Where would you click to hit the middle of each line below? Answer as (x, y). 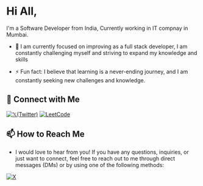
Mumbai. (17, 34)
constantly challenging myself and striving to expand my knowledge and (106, 52)
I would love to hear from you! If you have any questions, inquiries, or (102, 152)
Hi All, (22, 11)
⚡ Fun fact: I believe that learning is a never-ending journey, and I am (101, 71)
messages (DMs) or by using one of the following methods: (90, 165)
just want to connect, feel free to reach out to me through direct (95, 158)
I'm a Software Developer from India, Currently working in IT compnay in (97, 28)
